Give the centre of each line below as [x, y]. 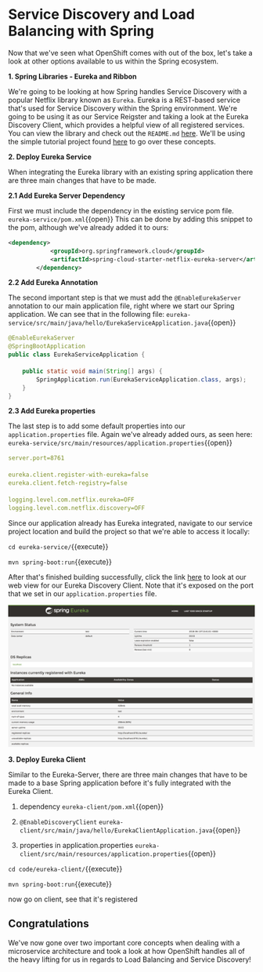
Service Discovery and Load [102, 15]
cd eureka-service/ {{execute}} [58, 546]
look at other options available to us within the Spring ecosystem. [113, 61]
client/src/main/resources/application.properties [104, 854]
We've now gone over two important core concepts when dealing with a [124, 942]
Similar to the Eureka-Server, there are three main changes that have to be [128, 774]
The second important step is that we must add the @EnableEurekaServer [124, 298]
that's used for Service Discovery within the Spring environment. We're [122, 108]
